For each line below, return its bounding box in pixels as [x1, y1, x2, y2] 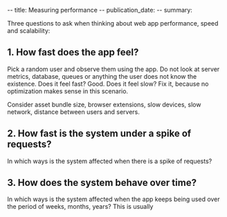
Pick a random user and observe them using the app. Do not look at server [7, 65, 220, 73]
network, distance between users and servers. [7, 107, 140, 116]
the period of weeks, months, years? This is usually [7, 202, 154, 211]
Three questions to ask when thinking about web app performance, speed [7, 19, 219, 27]
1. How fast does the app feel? [7, 46, 139, 58]
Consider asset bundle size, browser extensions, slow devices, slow [7, 100, 201, 108]
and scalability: [7, 27, 51, 35]
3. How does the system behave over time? [7, 177, 197, 189]
